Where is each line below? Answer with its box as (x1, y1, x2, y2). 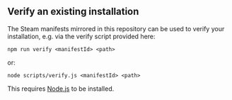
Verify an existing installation (7, 6, 139, 18)
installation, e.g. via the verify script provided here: (7, 32, 156, 40)
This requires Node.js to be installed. (7, 84, 115, 93)
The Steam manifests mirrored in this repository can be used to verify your (7, 24, 225, 33)
